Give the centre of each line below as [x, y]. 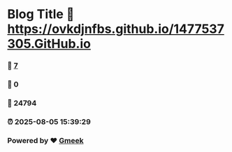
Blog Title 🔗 [41, 14]
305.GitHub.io [49, 44]
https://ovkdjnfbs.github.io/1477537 [116, 29]
